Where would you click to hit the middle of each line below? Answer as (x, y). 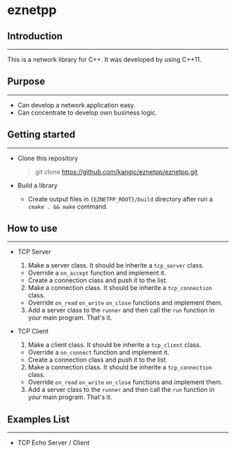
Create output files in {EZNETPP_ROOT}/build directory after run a (120, 199)
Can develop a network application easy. (76, 105)
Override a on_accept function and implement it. (97, 273)
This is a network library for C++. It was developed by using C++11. (104, 59)
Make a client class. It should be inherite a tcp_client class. (114, 345)
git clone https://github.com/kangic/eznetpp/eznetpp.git (116, 171)
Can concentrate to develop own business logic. (87, 112)
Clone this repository (48, 158)
